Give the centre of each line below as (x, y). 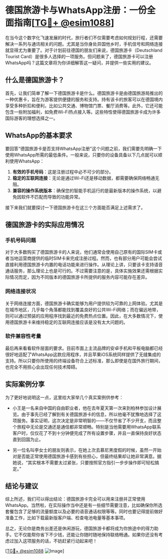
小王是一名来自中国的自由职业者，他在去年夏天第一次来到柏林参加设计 (85, 408)
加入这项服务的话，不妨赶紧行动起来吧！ (55, 541)
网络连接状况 (21, 291)
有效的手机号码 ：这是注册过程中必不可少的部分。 (63, 171)
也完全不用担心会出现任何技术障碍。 (42, 367)
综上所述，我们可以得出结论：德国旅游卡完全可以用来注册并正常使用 (75, 499)
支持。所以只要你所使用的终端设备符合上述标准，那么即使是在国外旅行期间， (84, 360)
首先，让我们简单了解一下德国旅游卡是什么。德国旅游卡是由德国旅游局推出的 (84, 93)
